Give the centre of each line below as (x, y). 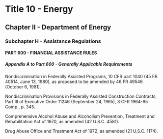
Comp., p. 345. (20, 107)
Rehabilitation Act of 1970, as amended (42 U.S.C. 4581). (62, 122)
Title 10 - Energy (39, 9)
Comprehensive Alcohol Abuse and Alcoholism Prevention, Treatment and (80, 116)
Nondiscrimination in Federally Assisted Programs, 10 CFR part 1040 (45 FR (81, 77)
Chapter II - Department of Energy (58, 27)
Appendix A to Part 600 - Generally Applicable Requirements (69, 64)
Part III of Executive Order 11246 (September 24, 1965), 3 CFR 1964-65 (77, 102)
